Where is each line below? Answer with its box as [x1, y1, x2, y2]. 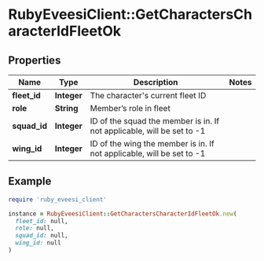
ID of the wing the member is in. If [90, 138, 214, 149]
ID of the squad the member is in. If [90, 116, 220, 127]
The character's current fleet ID [90, 90, 207, 101]
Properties [8, 53, 61, 67]
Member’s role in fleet [90, 103, 170, 113]
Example [8, 175, 52, 188]
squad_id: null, [15, 232, 68, 240]
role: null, [15, 224, 55, 233]
